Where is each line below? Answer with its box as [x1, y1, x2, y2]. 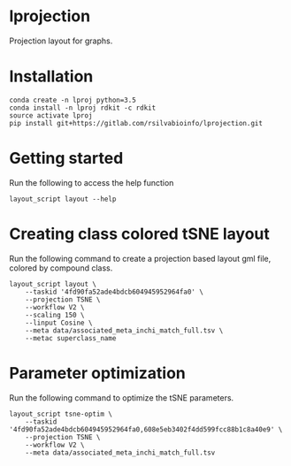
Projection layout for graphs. [9, 35, 113, 46]
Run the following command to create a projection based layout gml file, [9, 253, 272, 264]
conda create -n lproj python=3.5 [9, 95, 137, 104]
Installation [9, 66, 94, 87]
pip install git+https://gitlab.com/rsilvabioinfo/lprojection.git [9, 118, 264, 127]
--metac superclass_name [25, 333, 117, 342]
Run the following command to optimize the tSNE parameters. [9, 392, 234, 403]
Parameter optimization [9, 363, 186, 383]
